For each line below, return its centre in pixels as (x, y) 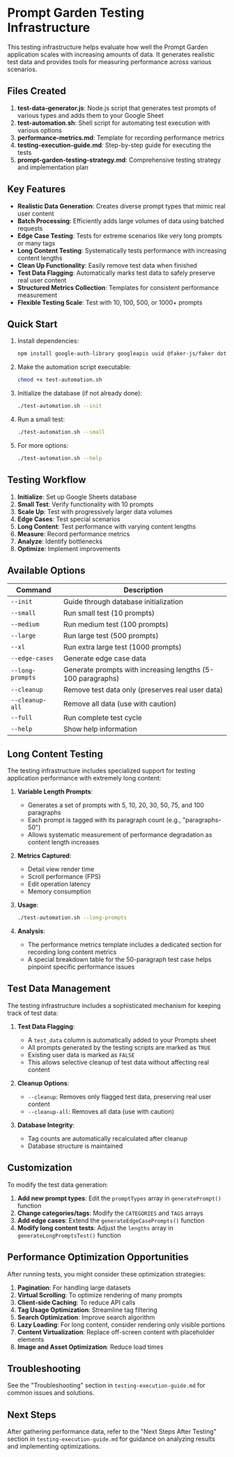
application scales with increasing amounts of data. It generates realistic (111, 54)
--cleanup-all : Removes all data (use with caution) (101, 1111)
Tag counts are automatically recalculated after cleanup (108, 1138)
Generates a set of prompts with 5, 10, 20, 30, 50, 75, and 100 (116, 805)
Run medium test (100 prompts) (116, 624)
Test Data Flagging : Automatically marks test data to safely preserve (116, 273)
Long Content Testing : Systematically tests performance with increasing (122, 250)
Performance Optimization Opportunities (98, 1257)
